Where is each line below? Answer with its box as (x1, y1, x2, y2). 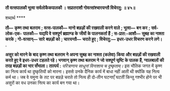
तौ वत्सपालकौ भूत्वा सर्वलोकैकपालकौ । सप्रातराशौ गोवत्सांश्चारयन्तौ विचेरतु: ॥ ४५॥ (5, 5, 136, 11)
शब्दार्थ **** (5, 15, 26, 21)
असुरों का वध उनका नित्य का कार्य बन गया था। (5, 80, 80, 85)
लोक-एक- (5, 31, 22, 36)
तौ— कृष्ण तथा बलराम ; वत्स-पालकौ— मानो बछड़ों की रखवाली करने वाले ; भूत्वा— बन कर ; (5, 25, 150, 31)
